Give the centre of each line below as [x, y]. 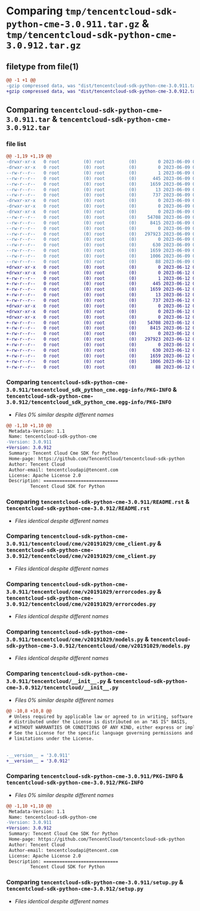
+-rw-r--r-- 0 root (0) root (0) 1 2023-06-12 [98, 278]
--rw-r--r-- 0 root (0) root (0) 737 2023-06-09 [98, 195]
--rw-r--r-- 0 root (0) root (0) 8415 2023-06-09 [98, 223]
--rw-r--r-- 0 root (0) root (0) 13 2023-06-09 [98, 190]
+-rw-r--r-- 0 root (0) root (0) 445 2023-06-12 [98, 284]
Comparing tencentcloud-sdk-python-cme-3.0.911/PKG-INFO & [95, 776]
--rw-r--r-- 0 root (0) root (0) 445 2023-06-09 [98, 178]
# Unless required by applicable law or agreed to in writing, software [101, 717]
